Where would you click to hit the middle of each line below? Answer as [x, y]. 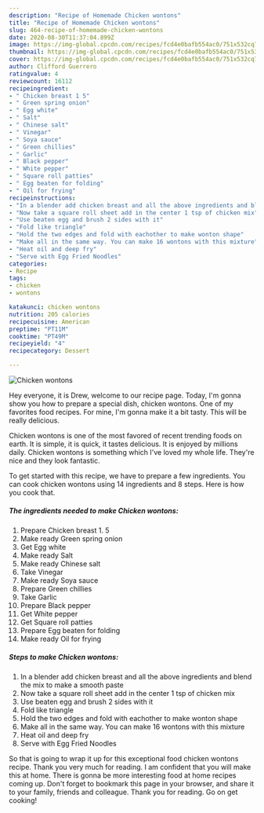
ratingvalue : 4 [34, 74]
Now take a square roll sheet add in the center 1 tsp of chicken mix [128, 693]
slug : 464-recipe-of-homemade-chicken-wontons [86, 30]
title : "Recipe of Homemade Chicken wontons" [84, 23]
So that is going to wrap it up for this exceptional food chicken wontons [124, 758]
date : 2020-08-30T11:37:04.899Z [61, 37]
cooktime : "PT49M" [39, 336]
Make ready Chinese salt [60, 563]
